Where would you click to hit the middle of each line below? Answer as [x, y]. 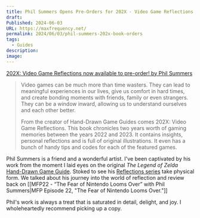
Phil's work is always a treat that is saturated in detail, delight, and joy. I [94, 202]
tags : [13, 39]
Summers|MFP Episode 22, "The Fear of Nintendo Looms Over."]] [87, 190]
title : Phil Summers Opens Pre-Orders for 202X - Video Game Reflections [100, 12]
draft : [14, 17]
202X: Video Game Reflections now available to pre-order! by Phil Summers [99, 73]
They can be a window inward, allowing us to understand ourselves [104, 104]
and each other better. [48, 110]
